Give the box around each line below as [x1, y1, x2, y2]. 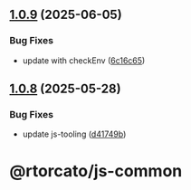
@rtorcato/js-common [9, 160, 183, 181]
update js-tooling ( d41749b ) [22, 128, 127, 139]
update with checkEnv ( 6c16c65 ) [22, 54, 146, 66]
